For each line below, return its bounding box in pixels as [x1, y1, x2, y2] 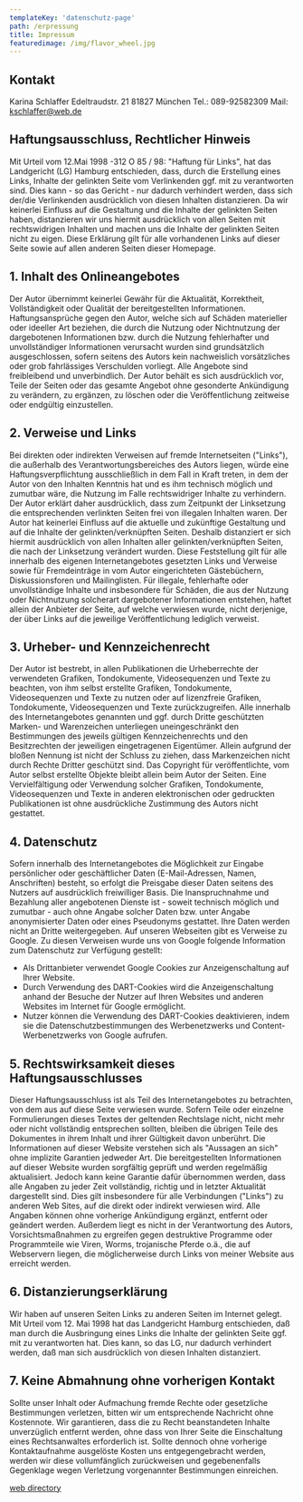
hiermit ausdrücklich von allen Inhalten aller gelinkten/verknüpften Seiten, [9, 536, 284, 547]
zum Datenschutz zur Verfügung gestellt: [9, 945, 163, 956]
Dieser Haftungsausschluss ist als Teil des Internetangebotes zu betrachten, [9, 1094, 294, 1105]
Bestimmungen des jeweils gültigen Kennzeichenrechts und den [9, 731, 249, 741]
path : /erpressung [9, 22, 79, 31]
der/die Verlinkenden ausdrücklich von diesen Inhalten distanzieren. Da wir [9, 194, 289, 205]
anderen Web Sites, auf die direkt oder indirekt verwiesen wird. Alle [9, 1200, 260, 1211]
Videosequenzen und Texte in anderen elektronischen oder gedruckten [9, 789, 275, 799]
